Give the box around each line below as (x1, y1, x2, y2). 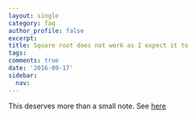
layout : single (8, 11, 59, 20)
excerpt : (8, 34, 38, 43)
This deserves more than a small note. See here (8, 101, 166, 111)
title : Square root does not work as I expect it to (8, 42, 189, 50)
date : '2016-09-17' (8, 64, 74, 72)
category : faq (8, 19, 56, 27)
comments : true (8, 57, 59, 65)
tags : (8, 49, 27, 57)
